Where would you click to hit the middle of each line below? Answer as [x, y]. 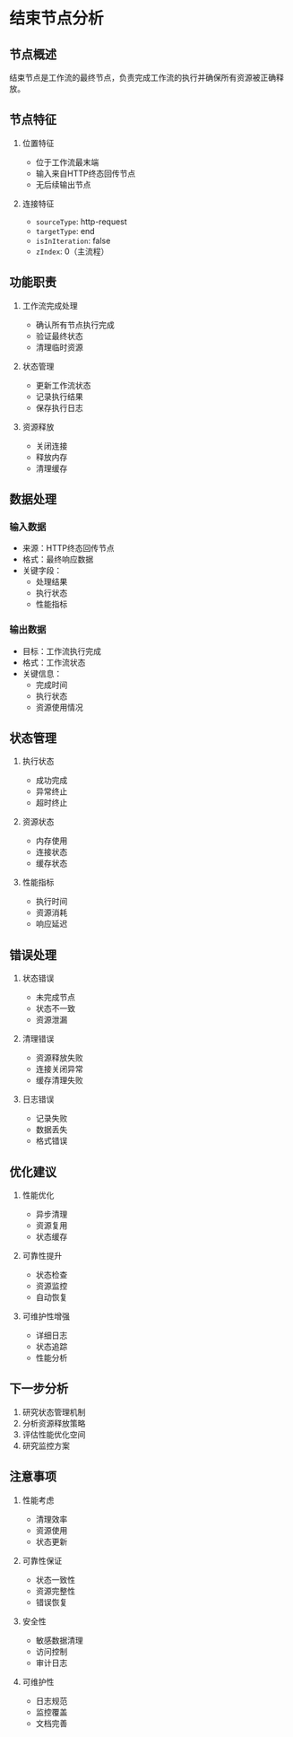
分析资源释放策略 [54, 1423]
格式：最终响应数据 [58, 559]
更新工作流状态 [63, 385]
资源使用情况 [59, 707]
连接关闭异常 [59, 1069]
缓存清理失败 [59, 1080]
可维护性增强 [46, 1316]
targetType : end [65, 231]
